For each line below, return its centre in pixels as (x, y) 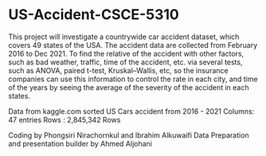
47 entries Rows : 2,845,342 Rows (65, 119)
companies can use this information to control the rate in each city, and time (133, 79)
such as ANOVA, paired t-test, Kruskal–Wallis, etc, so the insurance (118, 70)
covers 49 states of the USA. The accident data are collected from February (133, 45)
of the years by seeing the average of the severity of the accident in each (129, 87)
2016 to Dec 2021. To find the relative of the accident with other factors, (126, 53)
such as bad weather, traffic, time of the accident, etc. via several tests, (125, 62)
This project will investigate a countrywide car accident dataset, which (124, 37)
